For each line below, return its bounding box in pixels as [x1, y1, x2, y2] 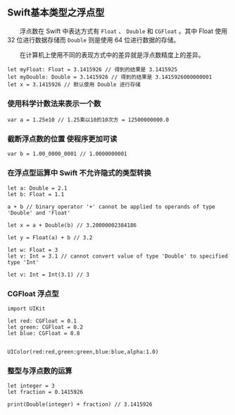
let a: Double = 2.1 [7, 184, 68, 192]
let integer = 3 [7, 383, 55, 390]
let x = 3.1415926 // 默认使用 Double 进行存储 [7, 80, 141, 88]
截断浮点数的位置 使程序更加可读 [7, 134, 118, 144]
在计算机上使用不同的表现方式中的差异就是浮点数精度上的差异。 [19, 50, 205, 59]
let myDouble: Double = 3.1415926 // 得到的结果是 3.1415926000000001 [7, 73, 212, 80]
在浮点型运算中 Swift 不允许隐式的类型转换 [7, 168, 151, 178]
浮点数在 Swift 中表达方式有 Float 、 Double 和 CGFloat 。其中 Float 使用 [19, 27, 228, 35]
